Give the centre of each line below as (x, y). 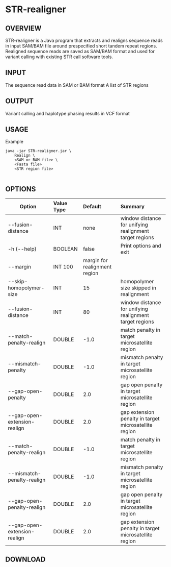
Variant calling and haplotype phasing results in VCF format (67, 113)
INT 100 (63, 267)
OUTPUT (20, 101)
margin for (95, 260)
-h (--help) (22, 249)
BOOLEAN (65, 249)
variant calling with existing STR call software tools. (59, 57)
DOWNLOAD (25, 559)
